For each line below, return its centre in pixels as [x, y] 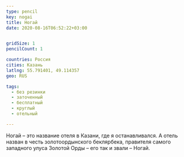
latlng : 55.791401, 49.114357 [43, 70]
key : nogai [19, 17]
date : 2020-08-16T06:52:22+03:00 [47, 28]
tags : [13, 86]
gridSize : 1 [20, 44]
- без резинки [28, 92]
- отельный [25, 114]
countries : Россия [28, 60]
